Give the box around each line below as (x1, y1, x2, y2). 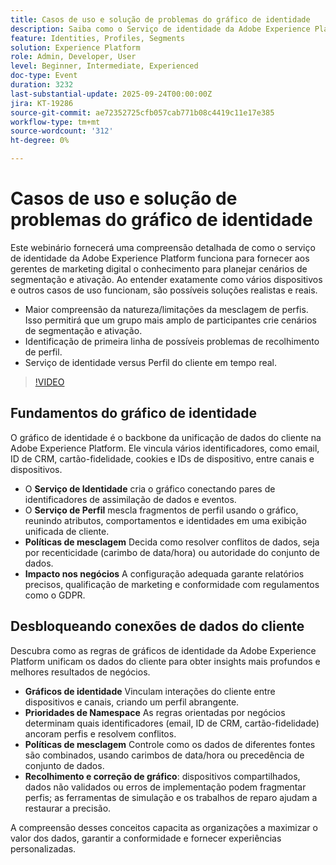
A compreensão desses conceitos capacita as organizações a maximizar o (10, 821, 318, 833)
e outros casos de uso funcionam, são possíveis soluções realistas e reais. (10, 284, 318, 296)
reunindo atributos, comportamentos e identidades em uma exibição (24, 514, 307, 526)
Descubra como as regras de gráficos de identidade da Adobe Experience (10, 644, 317, 656)
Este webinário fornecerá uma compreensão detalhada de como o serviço (10, 241, 316, 253)
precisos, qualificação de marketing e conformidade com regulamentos (24, 578, 320, 590)
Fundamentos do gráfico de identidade (10, 405, 258, 422)
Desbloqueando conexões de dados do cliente (10, 618, 305, 635)
